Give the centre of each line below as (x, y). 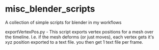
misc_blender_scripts (50, 9)
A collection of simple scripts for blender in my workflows (63, 22)
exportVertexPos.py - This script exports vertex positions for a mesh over (79, 32)
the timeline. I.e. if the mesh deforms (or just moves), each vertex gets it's (80, 37)
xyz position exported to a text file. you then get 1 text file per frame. (74, 42)
